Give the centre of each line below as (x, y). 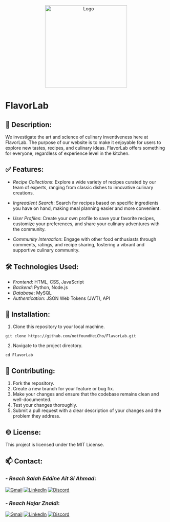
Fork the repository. (34, 383)
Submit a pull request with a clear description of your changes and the (87, 410)
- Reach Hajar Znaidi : (33, 503)
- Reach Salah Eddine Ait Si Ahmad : (51, 479)
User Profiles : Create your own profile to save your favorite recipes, (84, 218)
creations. (23, 193)
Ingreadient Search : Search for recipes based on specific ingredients (86, 203)
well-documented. (32, 400)
